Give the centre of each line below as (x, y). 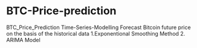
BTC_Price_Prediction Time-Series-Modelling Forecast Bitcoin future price (99, 27)
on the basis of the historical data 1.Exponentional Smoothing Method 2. (96, 33)
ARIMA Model (23, 40)
